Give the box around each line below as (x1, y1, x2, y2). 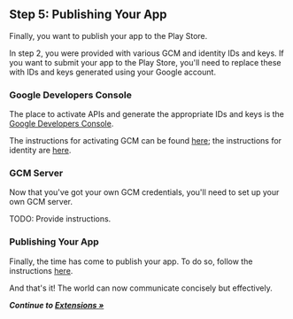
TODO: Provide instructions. (9, 214, 112, 224)
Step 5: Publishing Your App (9, 7, 167, 22)
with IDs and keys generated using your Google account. (9, 66, 217, 77)
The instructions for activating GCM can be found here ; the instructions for (9, 136, 281, 146)
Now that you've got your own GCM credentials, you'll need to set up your (9, 187, 280, 198)
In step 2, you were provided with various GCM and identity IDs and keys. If (9, 48, 285, 58)
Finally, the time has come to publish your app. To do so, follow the (9, 256, 253, 267)
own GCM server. (9, 197, 73, 207)
